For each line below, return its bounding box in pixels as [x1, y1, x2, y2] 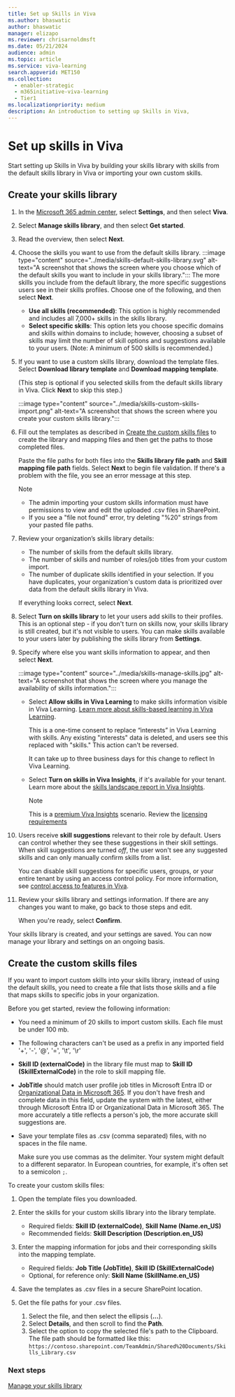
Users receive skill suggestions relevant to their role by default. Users [17, 830, 221, 839]
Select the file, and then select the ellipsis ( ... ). [28, 1312, 163, 1321]
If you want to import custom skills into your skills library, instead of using [8, 976, 220, 985]
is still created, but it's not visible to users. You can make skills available [17, 627, 225, 635]
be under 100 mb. [17, 1025, 69, 1034]
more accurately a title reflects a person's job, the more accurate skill [17, 1111, 218, 1119]
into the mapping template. [17, 1251, 96, 1259]
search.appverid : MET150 [8, 69, 80, 76]
